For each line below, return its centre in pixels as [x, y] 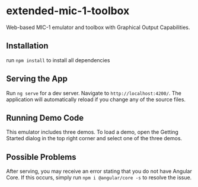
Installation [27, 46]
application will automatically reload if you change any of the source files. [96, 99]
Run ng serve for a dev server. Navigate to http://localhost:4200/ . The [94, 93]
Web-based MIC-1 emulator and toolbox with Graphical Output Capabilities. [98, 27]
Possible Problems [41, 157]
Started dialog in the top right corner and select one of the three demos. [94, 138]
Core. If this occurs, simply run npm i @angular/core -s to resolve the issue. [99, 178]
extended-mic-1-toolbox [68, 11]
